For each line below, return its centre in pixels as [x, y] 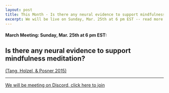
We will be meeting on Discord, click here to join [55, 85]
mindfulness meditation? [45, 59]
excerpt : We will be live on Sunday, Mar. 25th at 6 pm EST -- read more [84, 19]
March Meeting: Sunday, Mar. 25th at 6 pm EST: [56, 35]
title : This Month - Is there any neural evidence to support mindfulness [85, 14]
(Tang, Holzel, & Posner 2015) [36, 70]
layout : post [19, 10]
